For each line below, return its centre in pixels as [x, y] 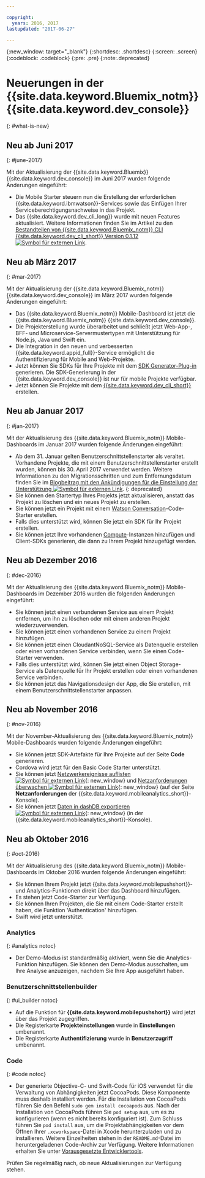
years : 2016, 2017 [35, 23]
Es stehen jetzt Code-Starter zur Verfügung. [71, 897]
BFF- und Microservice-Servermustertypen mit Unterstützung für [98, 333]
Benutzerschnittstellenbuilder [52, 987]
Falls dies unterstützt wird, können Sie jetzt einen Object [86, 664]
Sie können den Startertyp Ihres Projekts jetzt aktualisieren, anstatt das [105, 495]
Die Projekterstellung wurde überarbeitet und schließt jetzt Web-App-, [104, 327]
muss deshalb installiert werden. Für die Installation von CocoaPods [101, 1099]
